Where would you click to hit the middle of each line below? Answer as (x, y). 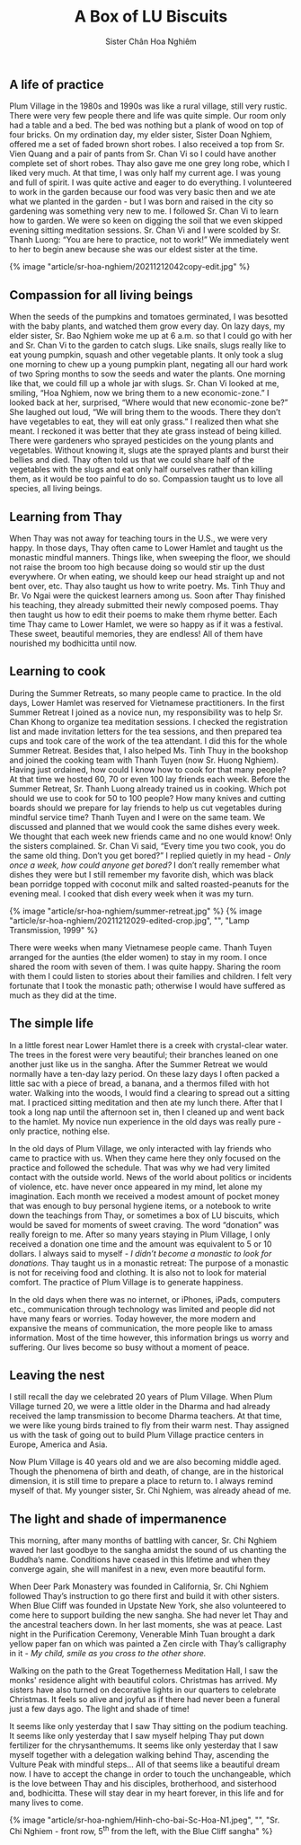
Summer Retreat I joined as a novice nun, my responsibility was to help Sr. (146, 712)
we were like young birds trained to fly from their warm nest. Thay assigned (149, 1426)
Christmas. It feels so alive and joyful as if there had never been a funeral (145, 1699)
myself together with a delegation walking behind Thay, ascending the (139, 1755)
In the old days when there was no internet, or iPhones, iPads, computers (145, 1299)
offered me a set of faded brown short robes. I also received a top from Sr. (147, 145)
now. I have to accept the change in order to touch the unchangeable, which (150, 1774)
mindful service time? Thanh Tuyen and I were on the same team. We (137, 817)
